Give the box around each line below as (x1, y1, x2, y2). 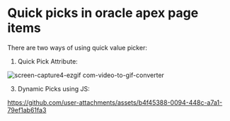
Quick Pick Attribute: (17, 57, 78, 65)
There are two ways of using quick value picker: (7, 43, 147, 52)
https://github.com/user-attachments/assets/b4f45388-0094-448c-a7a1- (7, 98, 223, 107)
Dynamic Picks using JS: (17, 84, 90, 93)
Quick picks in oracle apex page (7, 5, 199, 21)
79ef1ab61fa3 (7, 105, 47, 114)
